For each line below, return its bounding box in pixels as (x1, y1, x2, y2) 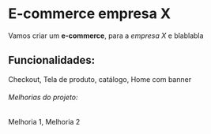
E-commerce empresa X (8, 5, 171, 23)
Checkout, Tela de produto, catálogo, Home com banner (8, 74, 192, 84)
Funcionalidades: (8, 54, 96, 67)
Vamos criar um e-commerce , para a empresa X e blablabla (8, 31, 204, 40)
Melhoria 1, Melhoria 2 (8, 117, 81, 126)
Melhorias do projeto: (8, 92, 78, 102)
